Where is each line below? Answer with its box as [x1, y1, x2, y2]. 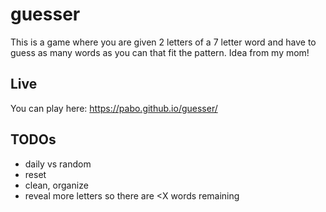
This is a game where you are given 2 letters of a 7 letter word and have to [10, 36, 317, 48]
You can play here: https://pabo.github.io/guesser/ [10, 102, 218, 114]
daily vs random [24, 158, 92, 170]
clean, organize [24, 179, 89, 191]
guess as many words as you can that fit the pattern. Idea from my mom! [10, 46, 310, 58]
